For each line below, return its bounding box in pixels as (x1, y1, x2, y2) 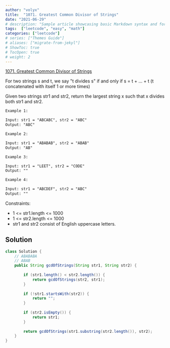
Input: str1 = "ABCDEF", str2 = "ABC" (5, 187, 87, 192)
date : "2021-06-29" (5, 17, 47, 22)
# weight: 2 (5, 54, 30, 60)
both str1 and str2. (5, 99, 44, 105)
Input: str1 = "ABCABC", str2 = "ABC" (5, 117, 87, 123)
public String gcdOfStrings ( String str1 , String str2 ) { (14, 263, 137, 268)
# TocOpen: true (5, 50, 39, 55)
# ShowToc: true (5, 45, 39, 50)
